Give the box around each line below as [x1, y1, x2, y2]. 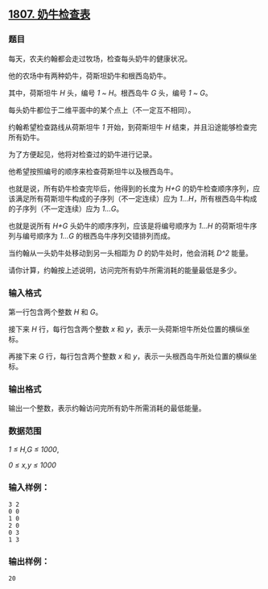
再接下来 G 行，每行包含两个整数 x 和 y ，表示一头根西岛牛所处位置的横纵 [8, 351, 250, 361]
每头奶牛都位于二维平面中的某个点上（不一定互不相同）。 [8, 105, 196, 114]
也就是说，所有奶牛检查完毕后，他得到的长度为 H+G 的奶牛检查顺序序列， [8, 184, 254, 193]
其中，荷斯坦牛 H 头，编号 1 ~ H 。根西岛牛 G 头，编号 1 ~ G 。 [8, 88, 213, 97]
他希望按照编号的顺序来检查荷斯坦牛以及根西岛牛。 [8, 166, 178, 176]
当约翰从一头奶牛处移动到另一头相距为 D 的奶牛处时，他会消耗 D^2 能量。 [8, 248, 254, 258]
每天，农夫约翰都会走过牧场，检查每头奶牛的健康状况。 [8, 53, 192, 63]
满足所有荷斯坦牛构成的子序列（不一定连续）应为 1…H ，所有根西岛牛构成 [14, 193, 258, 203]
